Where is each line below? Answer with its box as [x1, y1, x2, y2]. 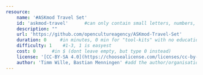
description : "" [16, 25, 58, 32]
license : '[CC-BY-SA [16, 54, 68, 60]
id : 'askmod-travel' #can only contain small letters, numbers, [16, 20, 196, 26]
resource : [5, 8, 31, 15]
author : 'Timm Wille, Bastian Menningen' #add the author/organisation [16, 59, 201, 65]
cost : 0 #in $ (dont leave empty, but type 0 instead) [16, 48, 171, 54]
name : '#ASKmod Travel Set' [16, 15, 87, 21]
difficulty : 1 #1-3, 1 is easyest [16, 43, 112, 49]
